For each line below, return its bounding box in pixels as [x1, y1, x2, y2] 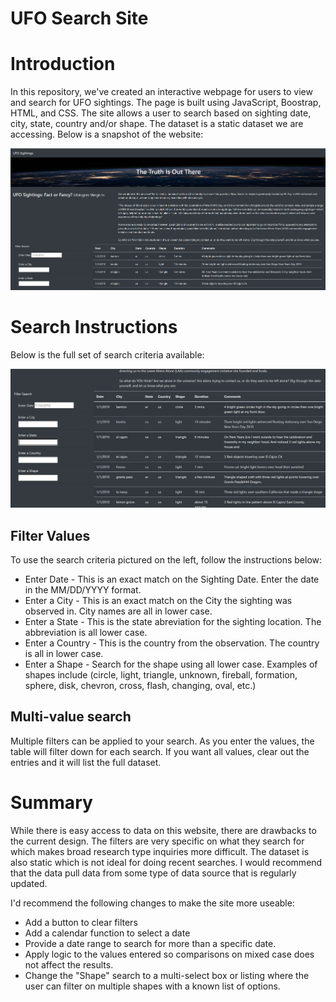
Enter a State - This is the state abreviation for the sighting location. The [24, 615, 322, 627]
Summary [10, 791, 93, 814]
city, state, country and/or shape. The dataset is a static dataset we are [10, 118, 304, 130]
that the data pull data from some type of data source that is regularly [10, 867, 297, 879]
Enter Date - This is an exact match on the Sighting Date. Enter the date [24, 573, 320, 585]
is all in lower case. [24, 647, 104, 659]
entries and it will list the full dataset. [10, 756, 162, 768]
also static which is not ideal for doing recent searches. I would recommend [10, 856, 323, 868]
